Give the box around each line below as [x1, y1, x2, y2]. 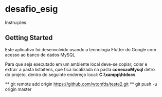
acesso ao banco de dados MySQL [5, 52, 75, 58]
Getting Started [5, 34, 53, 42]
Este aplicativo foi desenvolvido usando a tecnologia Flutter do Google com [5, 46, 157, 52]
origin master [5, 86, 32, 92]
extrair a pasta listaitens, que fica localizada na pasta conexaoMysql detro [5, 66, 155, 72]
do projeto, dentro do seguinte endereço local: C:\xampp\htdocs [5, 72, 136, 78]
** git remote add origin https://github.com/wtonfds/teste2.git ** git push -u [5, 81, 157, 87]
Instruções [5, 19, 27, 25]
